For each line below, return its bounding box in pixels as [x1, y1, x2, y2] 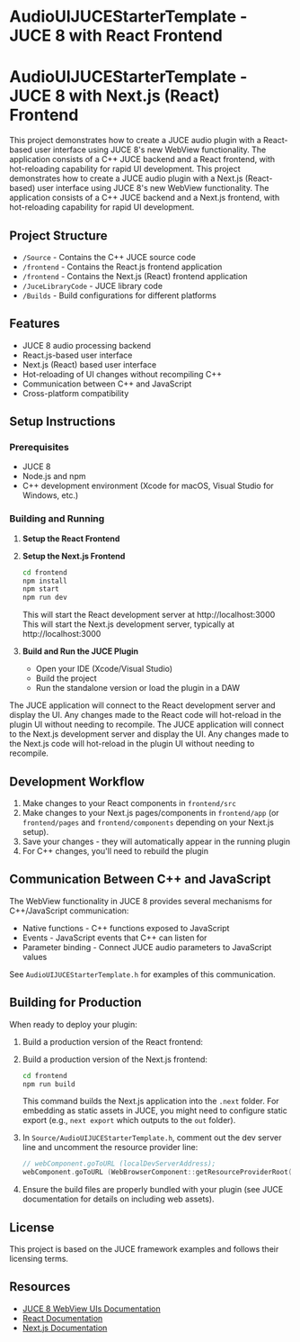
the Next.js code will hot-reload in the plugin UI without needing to [9, 739, 255, 749]
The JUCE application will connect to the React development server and [9, 700, 276, 711]
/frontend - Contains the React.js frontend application [22, 261, 223, 272]
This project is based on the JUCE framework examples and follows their [9, 1243, 279, 1254]
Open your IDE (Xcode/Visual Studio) [35, 664, 173, 675]
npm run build [22, 1079, 75, 1089]
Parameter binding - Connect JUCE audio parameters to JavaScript [22, 941, 272, 952]
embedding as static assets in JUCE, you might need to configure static [22, 1105, 287, 1116]
